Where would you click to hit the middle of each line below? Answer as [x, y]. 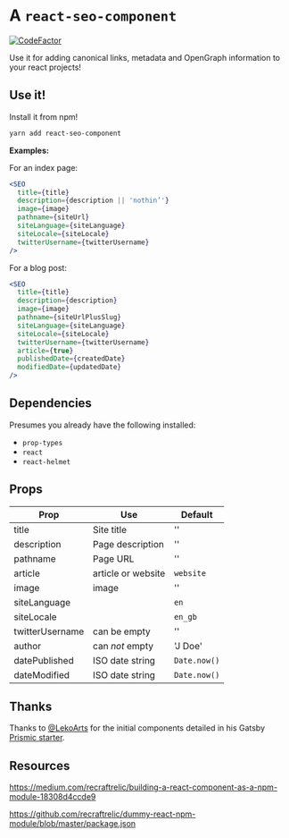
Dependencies [50, 403]
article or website [129, 573]
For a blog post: [38, 267]
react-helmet [46, 461]
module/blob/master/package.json [73, 824]
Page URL [113, 558]
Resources [40, 766]
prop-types [42, 443]
